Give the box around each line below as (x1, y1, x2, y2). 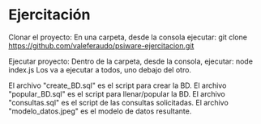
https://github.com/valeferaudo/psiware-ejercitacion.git (8, 40, 195, 50)
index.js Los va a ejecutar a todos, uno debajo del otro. (8, 64, 192, 74)
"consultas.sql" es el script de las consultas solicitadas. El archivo (8, 97, 229, 107)
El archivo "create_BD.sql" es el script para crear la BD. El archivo (8, 81, 227, 90)
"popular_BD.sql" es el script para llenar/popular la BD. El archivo (8, 89, 225, 98)
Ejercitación (8, 6, 91, 24)
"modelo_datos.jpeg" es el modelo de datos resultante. (8, 106, 192, 116)
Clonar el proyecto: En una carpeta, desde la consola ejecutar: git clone (8, 32, 247, 42)
